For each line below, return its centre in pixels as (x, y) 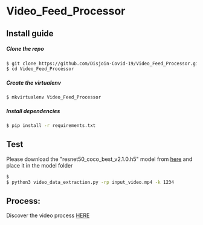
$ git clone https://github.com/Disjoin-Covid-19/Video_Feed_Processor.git (104, 64)
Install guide (30, 34)
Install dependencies (33, 111)
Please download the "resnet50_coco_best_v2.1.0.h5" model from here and (99, 159)
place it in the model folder (40, 165)
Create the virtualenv (34, 82)
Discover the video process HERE (48, 215)
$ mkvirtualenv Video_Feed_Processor (54, 97)
